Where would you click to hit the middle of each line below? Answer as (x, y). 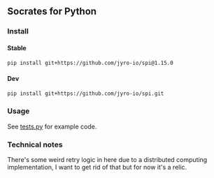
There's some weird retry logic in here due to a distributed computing (107, 160)
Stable (17, 47)
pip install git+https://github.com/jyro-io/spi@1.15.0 (90, 63)
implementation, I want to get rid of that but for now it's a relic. (97, 168)
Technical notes (35, 144)
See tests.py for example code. (52, 126)
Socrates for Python (52, 12)
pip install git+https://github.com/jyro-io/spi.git (86, 94)
